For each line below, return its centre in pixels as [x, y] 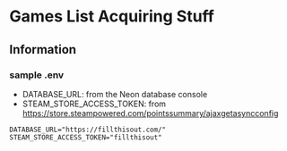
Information [43, 50]
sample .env [37, 75]
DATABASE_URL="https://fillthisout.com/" [88, 130]
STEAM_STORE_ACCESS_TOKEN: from [94, 104]
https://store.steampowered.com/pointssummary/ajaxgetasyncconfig [150, 113]
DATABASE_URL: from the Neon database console [115, 94]
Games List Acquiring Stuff [112, 17]
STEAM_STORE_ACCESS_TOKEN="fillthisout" [86, 137]
